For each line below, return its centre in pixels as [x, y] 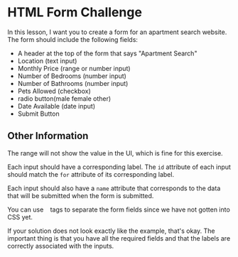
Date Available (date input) [56, 106]
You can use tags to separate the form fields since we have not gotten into [119, 209]
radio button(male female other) [64, 98]
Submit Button [38, 114]
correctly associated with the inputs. [61, 246]
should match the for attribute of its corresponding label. [91, 174]
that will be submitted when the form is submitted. [81, 195]
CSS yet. [20, 217]
